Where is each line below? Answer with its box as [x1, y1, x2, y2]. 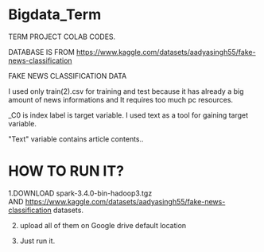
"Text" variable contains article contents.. [8, 134, 145, 144]
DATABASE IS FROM [8, 47, 76, 56]
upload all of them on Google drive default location [19, 220, 187, 230]
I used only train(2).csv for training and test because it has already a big [8, 86, 244, 96]
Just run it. [19, 236, 56, 246]
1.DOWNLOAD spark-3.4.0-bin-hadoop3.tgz [8, 188, 153, 198]
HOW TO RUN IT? [8, 162, 125, 180]
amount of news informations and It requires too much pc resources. [8, 95, 233, 104]
